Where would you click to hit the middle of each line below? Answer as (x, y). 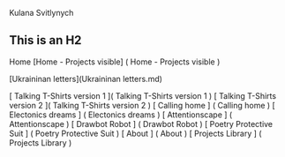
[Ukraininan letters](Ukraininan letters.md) (86, 78)
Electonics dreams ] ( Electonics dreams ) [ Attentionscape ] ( (121, 115)
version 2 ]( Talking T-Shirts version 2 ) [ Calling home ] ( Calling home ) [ (142, 105)
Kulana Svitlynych (41, 13)
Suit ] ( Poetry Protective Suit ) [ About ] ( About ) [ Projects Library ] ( (135, 133)
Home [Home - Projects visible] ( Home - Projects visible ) (115, 62)
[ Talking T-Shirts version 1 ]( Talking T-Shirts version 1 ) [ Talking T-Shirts (142, 95)
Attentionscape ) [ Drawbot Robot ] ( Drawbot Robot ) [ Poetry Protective (141, 123)
